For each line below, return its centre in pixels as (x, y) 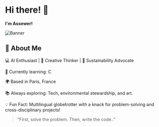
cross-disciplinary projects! (33, 110)
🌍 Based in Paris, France (31, 81)
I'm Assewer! (19, 23)
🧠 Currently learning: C (28, 72)
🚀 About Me (23, 48)
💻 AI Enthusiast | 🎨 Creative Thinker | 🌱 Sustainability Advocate (69, 60)
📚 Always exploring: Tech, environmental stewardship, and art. (69, 93)
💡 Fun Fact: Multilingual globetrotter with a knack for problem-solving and (80, 104)
